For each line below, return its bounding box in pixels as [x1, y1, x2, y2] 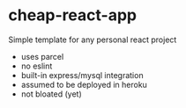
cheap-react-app [8, 5, 138, 25]
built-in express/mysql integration [20, 69, 144, 80]
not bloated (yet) [20, 89, 83, 99]
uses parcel [20, 51, 64, 61]
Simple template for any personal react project [8, 34, 177, 45]
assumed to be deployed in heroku [20, 79, 147, 90]
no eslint [20, 61, 53, 71]
